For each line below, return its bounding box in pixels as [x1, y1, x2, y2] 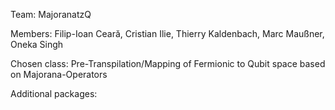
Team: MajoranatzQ [10, 9, 92, 20]
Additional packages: [10, 88, 98, 99]
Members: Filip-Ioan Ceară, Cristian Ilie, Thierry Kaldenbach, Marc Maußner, [10, 28, 325, 39]
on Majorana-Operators [10, 69, 108, 80]
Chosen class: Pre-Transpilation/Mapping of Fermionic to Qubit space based [10, 58, 326, 69]
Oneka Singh [10, 39, 64, 50]
